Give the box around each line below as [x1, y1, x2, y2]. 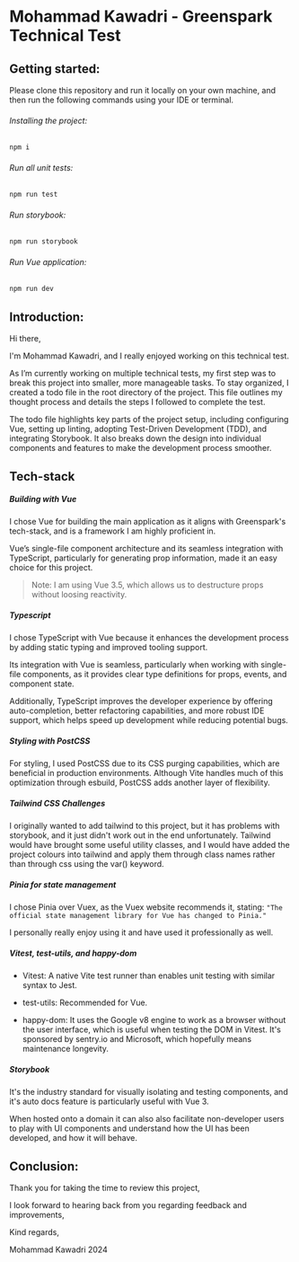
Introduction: [9, 309, 84, 324]
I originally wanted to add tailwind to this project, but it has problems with [9, 820, 280, 832]
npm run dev [9, 285, 54, 294]
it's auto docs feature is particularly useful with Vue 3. [9, 1096, 209, 1107]
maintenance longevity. [22, 1044, 110, 1055]
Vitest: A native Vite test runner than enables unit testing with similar [22, 970, 276, 981]
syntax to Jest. [22, 980, 78, 991]
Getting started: [9, 61, 101, 76]
